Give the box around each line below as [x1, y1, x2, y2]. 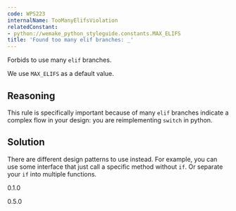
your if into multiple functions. [7, 170, 97, 178]
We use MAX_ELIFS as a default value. [7, 70, 114, 78]
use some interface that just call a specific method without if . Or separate [7, 162, 223, 171]
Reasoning [7, 89, 56, 102]
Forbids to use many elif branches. [7, 56, 112, 64]
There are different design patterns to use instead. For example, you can [7, 155, 218, 163]
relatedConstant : [7, 23, 58, 30]
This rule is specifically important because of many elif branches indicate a [7, 108, 229, 117]
